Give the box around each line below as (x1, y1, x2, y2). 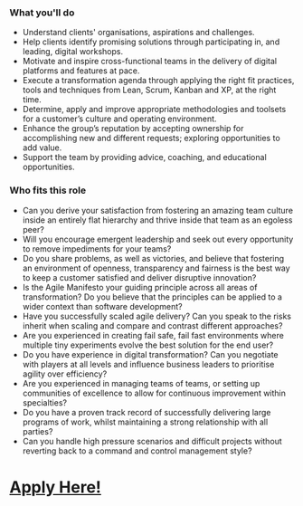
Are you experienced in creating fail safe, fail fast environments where (22, 329, 285, 340)
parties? (22, 425, 53, 436)
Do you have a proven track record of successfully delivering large (22, 406, 271, 417)
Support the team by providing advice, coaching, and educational (22, 152, 267, 163)
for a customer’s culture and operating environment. (22, 113, 217, 124)
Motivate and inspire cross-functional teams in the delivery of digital (22, 56, 278, 67)
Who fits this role (9, 184, 87, 196)
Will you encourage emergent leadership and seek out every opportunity (22, 234, 294, 244)
